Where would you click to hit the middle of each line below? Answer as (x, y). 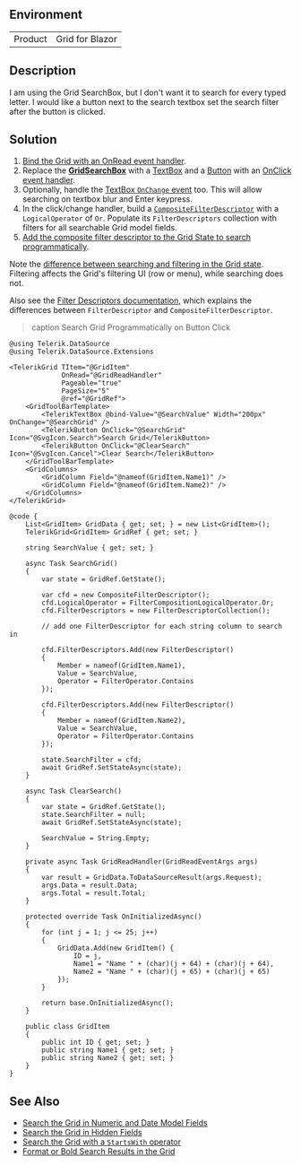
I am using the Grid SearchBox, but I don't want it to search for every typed (148, 92)
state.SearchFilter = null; (94, 815)
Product (30, 39)
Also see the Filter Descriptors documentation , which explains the (131, 300)
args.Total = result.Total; (94, 893)
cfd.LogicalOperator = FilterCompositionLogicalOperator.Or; (158, 603)
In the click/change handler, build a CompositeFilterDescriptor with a (150, 209)
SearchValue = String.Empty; (96, 839)
